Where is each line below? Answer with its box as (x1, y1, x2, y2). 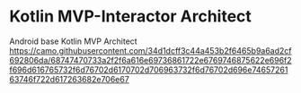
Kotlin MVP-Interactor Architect (9, 6, 252, 27)
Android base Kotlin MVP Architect (9, 36, 137, 46)
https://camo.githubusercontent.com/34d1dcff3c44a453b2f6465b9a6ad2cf (9, 45, 292, 55)
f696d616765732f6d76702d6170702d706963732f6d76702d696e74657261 (9, 64, 288, 75)
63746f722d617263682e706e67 (9, 73, 130, 84)
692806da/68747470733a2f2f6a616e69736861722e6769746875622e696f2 (9, 55, 292, 65)
